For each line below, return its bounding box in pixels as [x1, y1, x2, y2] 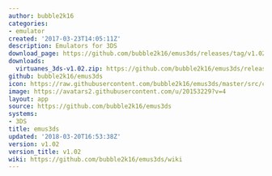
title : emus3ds [8, 125, 60, 133]
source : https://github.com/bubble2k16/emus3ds [8, 102, 172, 110]
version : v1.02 [8, 140, 60, 148]
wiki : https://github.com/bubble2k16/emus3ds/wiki [8, 155, 183, 163]
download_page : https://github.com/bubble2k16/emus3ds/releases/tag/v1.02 [8, 49, 266, 58]
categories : [8, 19, 49, 28]
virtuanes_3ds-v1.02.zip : [15, 65, 104, 73]
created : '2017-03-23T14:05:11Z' [8, 34, 121, 43]
